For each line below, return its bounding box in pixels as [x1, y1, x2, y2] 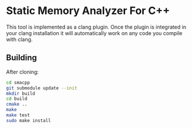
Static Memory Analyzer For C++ [6, 4, 170, 18]
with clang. [6, 36, 33, 43]
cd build [6, 96, 28, 102]
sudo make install [6, 117, 51, 123]
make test [6, 112, 31, 118]
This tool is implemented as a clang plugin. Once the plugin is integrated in [6, 23, 187, 30]
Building [6, 53, 37, 63]
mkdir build [6, 91, 35, 96]
